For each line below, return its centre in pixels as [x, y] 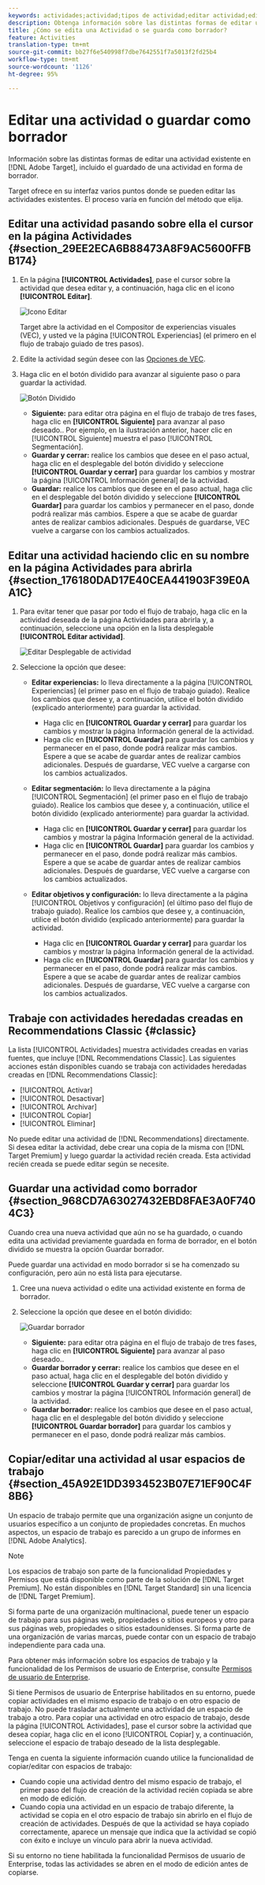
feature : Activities [42, 37]
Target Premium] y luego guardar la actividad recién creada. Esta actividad [129, 1155]
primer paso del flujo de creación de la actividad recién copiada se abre [136, 1790]
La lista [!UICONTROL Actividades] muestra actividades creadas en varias [128, 1049]
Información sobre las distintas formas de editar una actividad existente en [129, 159]
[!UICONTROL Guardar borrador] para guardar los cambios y [131, 1426]
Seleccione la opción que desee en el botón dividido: [106, 1312]
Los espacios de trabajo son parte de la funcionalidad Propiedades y [120, 1571]
